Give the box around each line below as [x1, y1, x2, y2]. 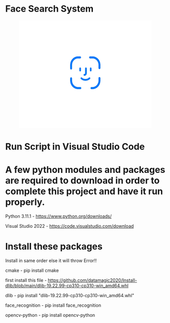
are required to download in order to [5, 175, 160, 187]
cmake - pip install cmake [5, 267, 59, 273]
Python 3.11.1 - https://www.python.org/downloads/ [5, 213, 112, 220]
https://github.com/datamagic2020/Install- [48, 277, 137, 283]
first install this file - [5, 277, 47, 283]
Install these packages [5, 241, 103, 253]
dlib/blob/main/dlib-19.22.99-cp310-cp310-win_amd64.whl [5, 282, 128, 289]
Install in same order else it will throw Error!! [5, 258, 97, 264]
